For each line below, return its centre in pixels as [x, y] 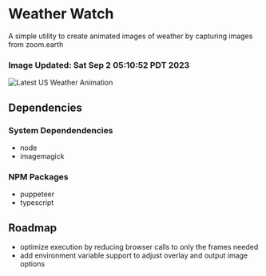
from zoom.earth [36, 44]
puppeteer [37, 194]
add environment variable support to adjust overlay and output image [134, 255]
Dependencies [45, 107]
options [32, 264]
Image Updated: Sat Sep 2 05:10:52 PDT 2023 [99, 65]
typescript [37, 203]
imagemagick [42, 156]
